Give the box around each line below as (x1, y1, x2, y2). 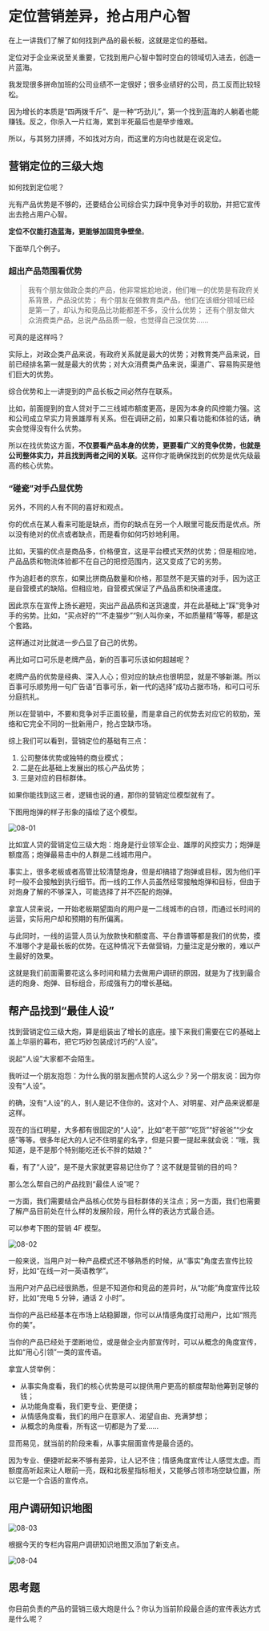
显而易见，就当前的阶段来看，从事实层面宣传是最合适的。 (8, 1438, 198, 1448)
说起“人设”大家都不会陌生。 (8, 1054, 99, 1064)
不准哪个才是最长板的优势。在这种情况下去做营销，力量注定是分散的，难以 (8, 941, 254, 951)
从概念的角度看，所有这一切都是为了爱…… (19, 1422, 159, 1431)
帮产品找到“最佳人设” (8, 1004, 114, 1017)
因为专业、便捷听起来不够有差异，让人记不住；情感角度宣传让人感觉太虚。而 (8, 1455, 261, 1465)
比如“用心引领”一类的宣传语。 (8, 1347, 106, 1357)
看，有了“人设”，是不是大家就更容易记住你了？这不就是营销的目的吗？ (8, 1162, 239, 1172)
